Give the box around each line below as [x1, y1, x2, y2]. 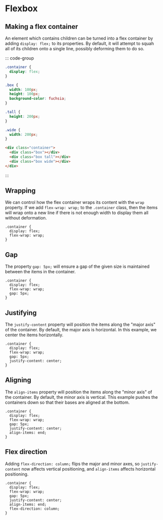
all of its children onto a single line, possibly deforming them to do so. [5, 46, 145, 51]
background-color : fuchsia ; [9, 96, 67, 101]
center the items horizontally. [5, 332, 64, 338]
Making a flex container [5, 22, 78, 31]
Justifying [5, 308, 37, 317]
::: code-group [5, 55, 34, 61]
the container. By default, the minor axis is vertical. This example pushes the [5, 394, 158, 400]
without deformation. [5, 215, 47, 221]
